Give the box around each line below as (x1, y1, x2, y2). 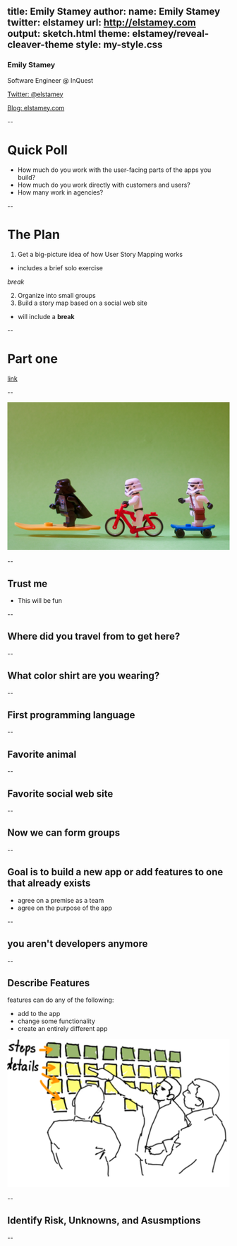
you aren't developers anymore (7, 938, 148, 950)
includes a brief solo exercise (17, 263, 104, 272)
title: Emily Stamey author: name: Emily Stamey (7, 6, 221, 18)
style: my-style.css (75, 39, 163, 51)
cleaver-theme (7, 39, 74, 51)
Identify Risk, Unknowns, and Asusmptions (7, 1215, 201, 1227)
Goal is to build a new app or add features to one (7, 866, 224, 878)
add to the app (17, 1010, 61, 1018)
